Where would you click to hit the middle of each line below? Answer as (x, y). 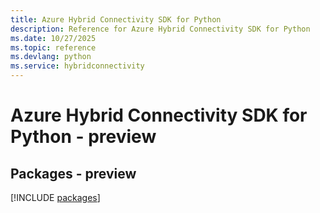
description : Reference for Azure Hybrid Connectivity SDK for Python (160, 29)
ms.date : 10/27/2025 (53, 38)
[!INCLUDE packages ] (55, 197)
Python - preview (83, 137)
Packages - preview (73, 173)
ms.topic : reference (53, 47)
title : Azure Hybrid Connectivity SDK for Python (116, 19)
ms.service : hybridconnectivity (77, 66)
